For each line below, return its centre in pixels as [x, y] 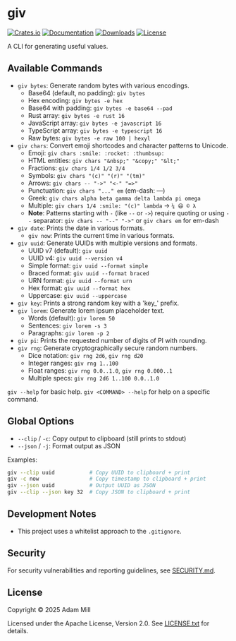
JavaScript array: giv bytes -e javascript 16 [95, 123]
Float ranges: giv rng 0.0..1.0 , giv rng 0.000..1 [100, 370]
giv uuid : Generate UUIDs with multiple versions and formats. [107, 243]
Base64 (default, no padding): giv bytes [87, 92]
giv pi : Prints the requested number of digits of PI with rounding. [112, 340]
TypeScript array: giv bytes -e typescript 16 [95, 130]
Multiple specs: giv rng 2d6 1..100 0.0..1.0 [94, 378]
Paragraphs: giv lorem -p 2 [69, 333]
